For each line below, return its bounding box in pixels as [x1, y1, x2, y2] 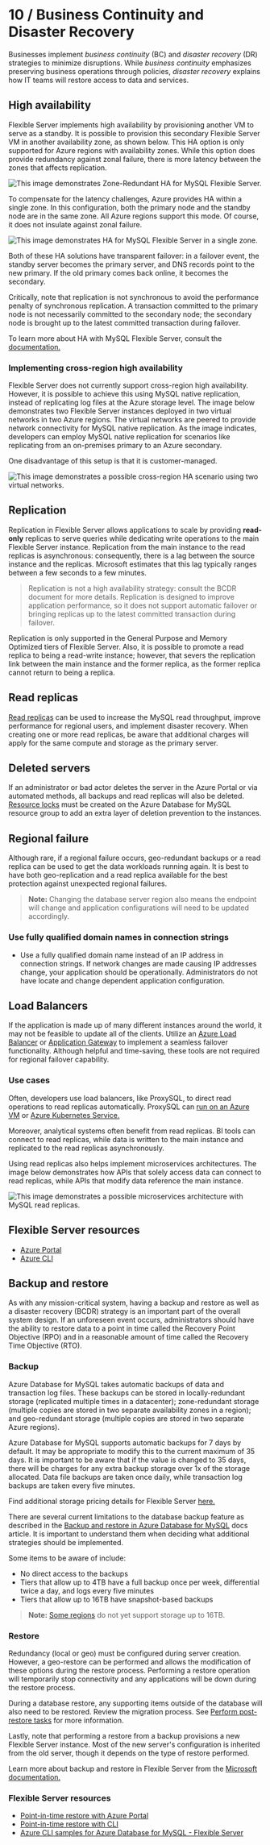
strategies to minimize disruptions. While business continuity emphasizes [8, 58, 251, 68]
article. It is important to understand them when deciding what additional [8, 1529, 250, 1539]
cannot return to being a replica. [8, 667, 115, 677]
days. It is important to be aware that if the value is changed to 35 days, [8, 1455, 247, 1465]
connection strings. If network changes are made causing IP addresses [19, 958, 257, 968]
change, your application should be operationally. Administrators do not [19, 967, 258, 977]
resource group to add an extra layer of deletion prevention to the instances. [8, 808, 262, 818]
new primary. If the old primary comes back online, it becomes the [8, 268, 229, 277]
